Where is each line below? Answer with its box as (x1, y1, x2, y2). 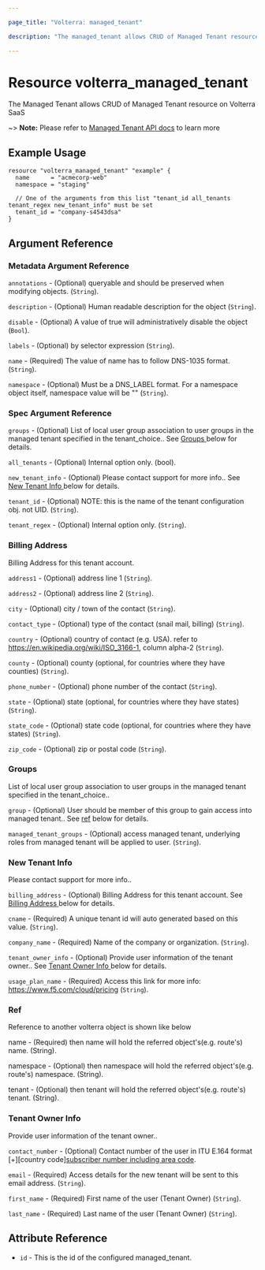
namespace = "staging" (15, 181, 90, 189)
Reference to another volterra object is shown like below (8, 1022, 192, 1032)
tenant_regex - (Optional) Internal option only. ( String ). (8, 520, 187, 530)
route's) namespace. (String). (8, 1070, 104, 1079)
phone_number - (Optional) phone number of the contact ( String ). (8, 681, 218, 691)
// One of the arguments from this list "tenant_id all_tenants (15, 195, 231, 203)
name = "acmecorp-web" (15, 174, 108, 182)
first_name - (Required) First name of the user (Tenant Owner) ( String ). (8, 1194, 242, 1203)
